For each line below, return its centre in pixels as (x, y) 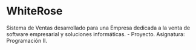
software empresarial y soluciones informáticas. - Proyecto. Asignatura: (96, 34)
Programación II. (27, 40)
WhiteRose (34, 11)
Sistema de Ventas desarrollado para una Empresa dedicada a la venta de (98, 28)
